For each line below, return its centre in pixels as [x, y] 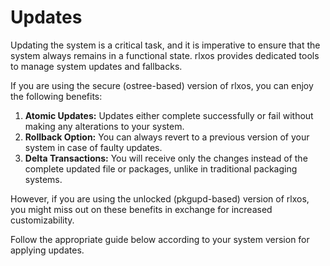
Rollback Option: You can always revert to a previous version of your [167, 137]
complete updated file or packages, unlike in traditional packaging [161, 168]
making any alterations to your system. [104, 126]
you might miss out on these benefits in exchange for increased [141, 209]
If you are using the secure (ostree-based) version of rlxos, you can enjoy [162, 85]
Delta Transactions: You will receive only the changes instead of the [166, 158]
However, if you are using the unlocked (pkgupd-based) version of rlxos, [160, 198]
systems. [43, 179]
